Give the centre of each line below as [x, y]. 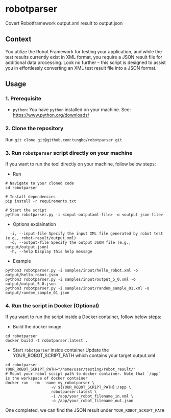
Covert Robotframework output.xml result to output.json [64, 23]
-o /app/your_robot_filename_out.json [92, 401]
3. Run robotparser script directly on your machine [69, 153]
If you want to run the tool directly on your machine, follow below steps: [81, 164]
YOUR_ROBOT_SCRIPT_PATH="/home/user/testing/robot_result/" [71, 369]
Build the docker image [37, 327]
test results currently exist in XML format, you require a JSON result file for [84, 57]
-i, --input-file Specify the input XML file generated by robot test [87, 234]
